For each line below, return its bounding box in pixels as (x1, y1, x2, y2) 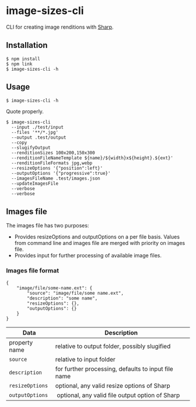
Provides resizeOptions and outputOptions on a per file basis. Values (14, 233, 180, 240)
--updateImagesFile (11, 180, 59, 187)
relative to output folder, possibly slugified (55, 342, 171, 350)
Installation (6, 40, 48, 50)
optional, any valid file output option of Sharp (57, 391, 180, 399)
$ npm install (6, 56, 41, 62)
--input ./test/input (11, 124, 64, 130)
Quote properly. (6, 108, 44, 115)
